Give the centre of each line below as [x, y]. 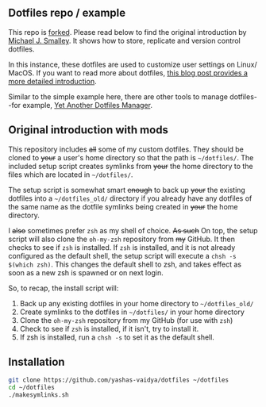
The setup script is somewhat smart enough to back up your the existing [127, 190]
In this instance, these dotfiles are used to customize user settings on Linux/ [133, 64]
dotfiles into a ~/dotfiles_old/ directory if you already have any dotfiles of [130, 198]
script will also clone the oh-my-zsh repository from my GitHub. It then [122, 239]
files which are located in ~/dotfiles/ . [71, 175]
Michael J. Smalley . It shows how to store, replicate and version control [124, 40]
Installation [37, 362]
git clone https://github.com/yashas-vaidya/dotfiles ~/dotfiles [118, 380]
